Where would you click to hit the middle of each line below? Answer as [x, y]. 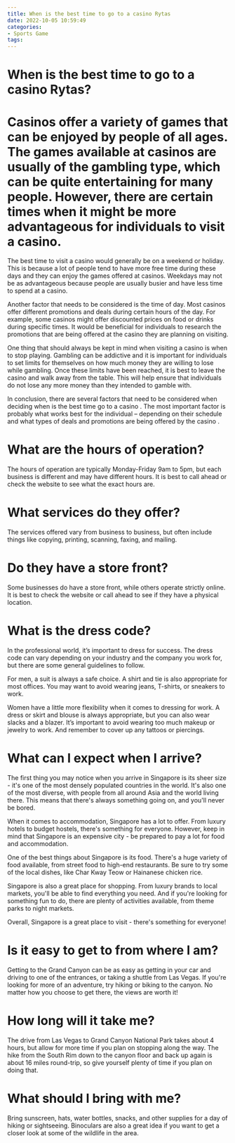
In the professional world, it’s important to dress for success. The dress [110, 650]
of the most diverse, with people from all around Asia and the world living [113, 793]
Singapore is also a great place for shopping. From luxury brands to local [112, 886]
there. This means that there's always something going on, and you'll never [116, 800]
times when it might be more [92, 211]
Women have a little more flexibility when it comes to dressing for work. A [114, 707]
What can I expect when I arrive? [105, 759]
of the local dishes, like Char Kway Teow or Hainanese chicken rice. [105, 872]
